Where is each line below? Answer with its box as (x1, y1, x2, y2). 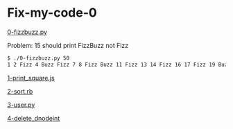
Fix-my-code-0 (7, 5, 97, 21)
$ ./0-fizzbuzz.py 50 (7, 54, 70, 62)
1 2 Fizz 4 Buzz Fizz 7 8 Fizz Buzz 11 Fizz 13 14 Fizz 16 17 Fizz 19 (7, 61, 216, 68)
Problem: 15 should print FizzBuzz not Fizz (7, 41, 129, 49)
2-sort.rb (7, 87, 33, 95)
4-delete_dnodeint (7, 114, 60, 122)
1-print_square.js (7, 74, 55, 82)
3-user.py (7, 101, 35, 109)
